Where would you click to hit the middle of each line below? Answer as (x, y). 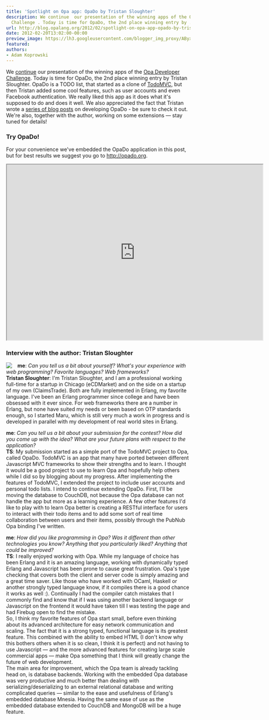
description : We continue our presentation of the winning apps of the (96, 17)
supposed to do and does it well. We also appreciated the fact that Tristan (95, 102)
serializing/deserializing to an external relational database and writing (90, 687)
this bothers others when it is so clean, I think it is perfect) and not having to (98, 643)
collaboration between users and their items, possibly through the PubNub (96, 520)
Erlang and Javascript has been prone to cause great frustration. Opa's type (98, 569)
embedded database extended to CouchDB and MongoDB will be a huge (94, 705)
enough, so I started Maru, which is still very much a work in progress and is (98, 416)
